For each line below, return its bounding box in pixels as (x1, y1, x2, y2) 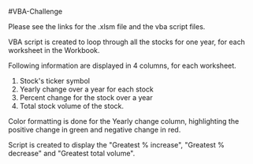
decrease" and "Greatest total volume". (8, 149, 136, 158)
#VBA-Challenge (8, 7, 63, 16)
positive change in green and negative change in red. (8, 125, 181, 134)
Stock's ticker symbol (19, 76, 91, 85)
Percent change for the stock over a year (19, 93, 153, 102)
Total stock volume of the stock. (19, 102, 125, 110)
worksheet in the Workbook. (8, 46, 100, 54)
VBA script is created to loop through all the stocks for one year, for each (8, 37, 246, 47)
